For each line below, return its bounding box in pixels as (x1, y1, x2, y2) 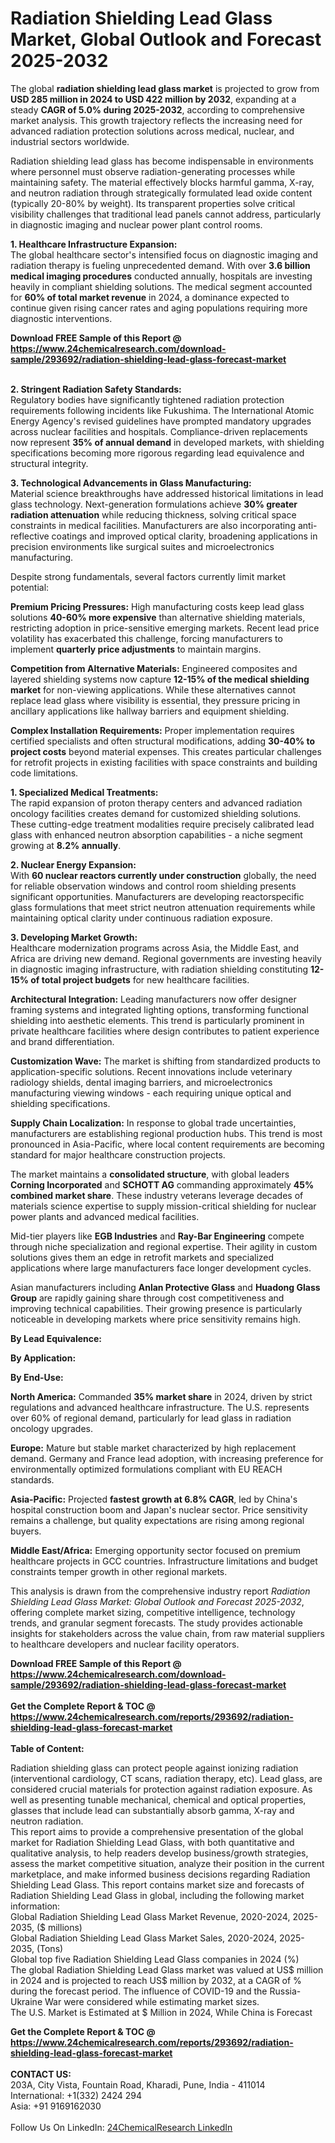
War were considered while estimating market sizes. (44, 1995, 260, 2007)
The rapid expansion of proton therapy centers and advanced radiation (10, 797, 303, 809)
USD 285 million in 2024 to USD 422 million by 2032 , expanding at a (10, 93, 297, 105)
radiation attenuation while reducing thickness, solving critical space (10, 508, 297, 521)
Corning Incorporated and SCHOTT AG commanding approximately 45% (10, 1178, 315, 1191)
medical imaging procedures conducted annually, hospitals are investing (10, 270, 313, 282)
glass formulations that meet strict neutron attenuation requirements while (10, 901, 316, 913)
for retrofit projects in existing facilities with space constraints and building (10, 756, 318, 768)
